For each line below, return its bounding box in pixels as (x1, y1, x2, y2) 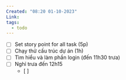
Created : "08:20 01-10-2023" (6, 8, 77, 15)
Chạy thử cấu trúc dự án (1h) (14, 47, 84, 54)
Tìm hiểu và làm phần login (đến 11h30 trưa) (14, 54, 120, 61)
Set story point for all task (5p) (14, 41, 88, 48)
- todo (11, 25, 28, 31)
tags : (6, 19, 19, 25)
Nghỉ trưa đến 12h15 (14, 61, 63, 68)
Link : (6, 14, 19, 20)
